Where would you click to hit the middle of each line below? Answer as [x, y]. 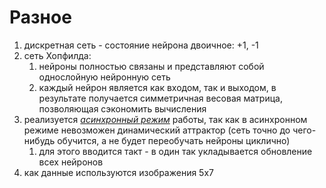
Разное [40, 17]
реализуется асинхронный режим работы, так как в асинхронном [165, 119]
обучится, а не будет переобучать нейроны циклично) [174, 140]
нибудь [39, 140]
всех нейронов [71, 162]
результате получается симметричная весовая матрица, [160, 98]
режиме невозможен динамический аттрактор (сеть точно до [157, 130]
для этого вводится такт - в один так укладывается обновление [175, 151]
